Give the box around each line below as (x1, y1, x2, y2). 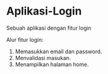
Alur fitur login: (6, 36, 44, 43)
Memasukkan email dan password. (15, 47, 103, 55)
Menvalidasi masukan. (15, 54, 71, 61)
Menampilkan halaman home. (15, 61, 89, 68)
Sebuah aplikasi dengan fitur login (6, 24, 92, 32)
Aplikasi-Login (6, 4, 82, 18)
